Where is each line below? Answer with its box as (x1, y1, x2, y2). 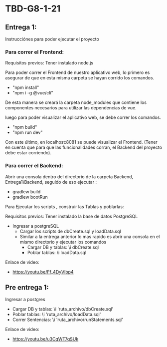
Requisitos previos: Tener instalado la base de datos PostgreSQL (5, 213, 138, 219)
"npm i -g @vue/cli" (12, 90, 53, 96)
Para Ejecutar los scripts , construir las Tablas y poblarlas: (5, 203, 124, 210)
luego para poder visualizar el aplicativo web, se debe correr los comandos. (5, 114, 161, 120)
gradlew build (12, 188, 41, 195)
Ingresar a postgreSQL (12, 223, 59, 229)
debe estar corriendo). (5, 150, 51, 156)
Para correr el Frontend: (5, 48, 64, 55)
